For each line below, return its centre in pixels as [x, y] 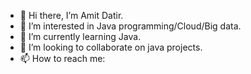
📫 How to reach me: [62, 58]
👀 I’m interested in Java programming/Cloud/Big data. [130, 26]
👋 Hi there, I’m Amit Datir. [71, 15]
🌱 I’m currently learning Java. [80, 36]
